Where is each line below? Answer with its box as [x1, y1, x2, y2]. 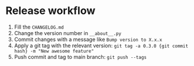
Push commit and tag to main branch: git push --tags [14, 53, 147, 60]
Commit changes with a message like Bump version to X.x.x [14, 36, 163, 43]
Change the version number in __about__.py [14, 29, 122, 36]
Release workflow [5, 4, 96, 18]
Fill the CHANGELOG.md [14, 23, 64, 30]
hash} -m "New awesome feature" [14, 48, 94, 54]
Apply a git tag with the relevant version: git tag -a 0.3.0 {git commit [14, 42, 189, 49]
